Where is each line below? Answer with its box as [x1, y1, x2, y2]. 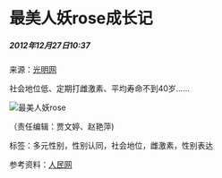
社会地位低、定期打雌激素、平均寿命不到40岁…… [9, 83, 191, 94]
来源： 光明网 [9, 64, 56, 75]
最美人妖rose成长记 [9, 8, 154, 29]
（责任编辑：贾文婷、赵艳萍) [9, 122, 115, 132]
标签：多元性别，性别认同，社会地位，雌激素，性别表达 [9, 140, 213, 151]
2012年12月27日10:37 [9, 39, 91, 50]
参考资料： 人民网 [9, 159, 73, 170]
